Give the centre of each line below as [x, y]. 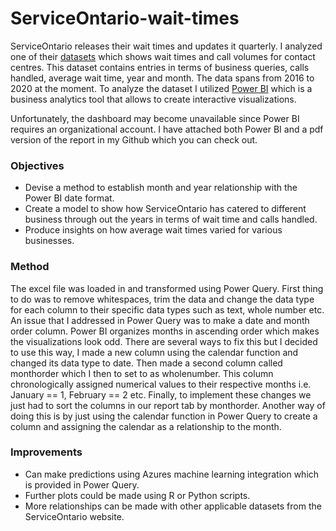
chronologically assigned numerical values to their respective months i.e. [161, 384]
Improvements [46, 452]
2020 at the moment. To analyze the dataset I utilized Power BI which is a [161, 88]
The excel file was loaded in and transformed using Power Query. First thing [167, 288]
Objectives [37, 165]
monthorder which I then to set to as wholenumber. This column [142, 373]
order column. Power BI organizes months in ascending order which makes [165, 331]
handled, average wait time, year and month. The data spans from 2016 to [162, 78]
